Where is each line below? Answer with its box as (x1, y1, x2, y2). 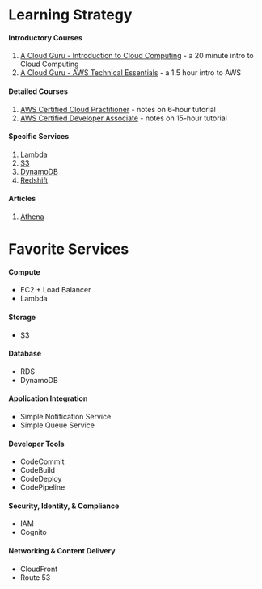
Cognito (19, 528, 47, 537)
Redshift (19, 175, 49, 185)
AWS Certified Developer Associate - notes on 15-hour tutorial (19, 113, 228, 123)
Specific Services (8, 132, 70, 141)
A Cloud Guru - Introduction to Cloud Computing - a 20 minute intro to (19, 51, 255, 61)
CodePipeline (19, 482, 65, 492)
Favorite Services (8, 240, 129, 259)
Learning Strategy (8, 6, 133, 24)
